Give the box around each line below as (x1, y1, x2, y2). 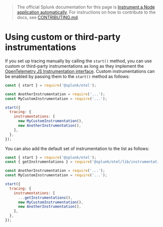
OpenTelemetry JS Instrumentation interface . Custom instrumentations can (5, 68, 155, 74)
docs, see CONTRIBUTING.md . (16, 15, 79, 20)
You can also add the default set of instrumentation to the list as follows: (5, 146, 149, 151)
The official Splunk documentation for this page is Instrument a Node (16, 4, 155, 10)
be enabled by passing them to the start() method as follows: (5, 73, 130, 79)
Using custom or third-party (5, 32, 121, 43)
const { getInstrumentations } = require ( (5, 159, 92, 165)
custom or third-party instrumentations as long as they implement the (5, 63, 144, 69)
